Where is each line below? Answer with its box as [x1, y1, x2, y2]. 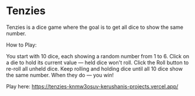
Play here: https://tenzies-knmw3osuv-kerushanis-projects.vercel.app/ [6, 82, 179, 90]
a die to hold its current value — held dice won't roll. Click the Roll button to [6, 59, 189, 66]
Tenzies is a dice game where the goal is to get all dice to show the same [6, 24, 184, 31]
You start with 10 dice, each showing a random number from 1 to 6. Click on [6, 52, 190, 59]
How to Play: [6, 41, 37, 48]
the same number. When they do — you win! [6, 71, 114, 78]
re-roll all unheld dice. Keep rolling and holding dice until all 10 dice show [6, 65, 183, 72]
